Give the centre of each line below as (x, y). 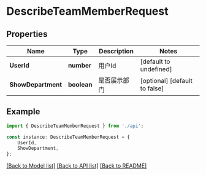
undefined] (156, 69)
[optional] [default (166, 81)
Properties (27, 34)
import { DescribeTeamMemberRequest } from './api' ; (75, 126)
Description (116, 51)
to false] (152, 88)
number (80, 65)
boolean (80, 84)
